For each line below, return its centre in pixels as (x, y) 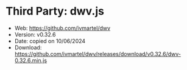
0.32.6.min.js (30, 60)
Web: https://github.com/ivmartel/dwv (62, 28)
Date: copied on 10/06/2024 (50, 41)
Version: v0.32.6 (35, 34)
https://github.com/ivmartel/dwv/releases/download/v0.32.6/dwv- (97, 54)
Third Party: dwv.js (55, 11)
